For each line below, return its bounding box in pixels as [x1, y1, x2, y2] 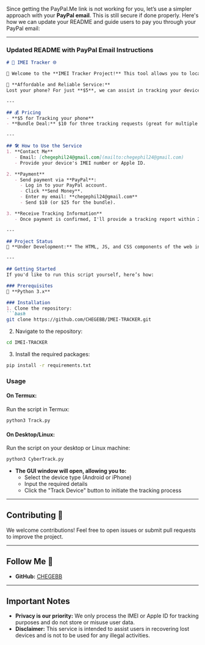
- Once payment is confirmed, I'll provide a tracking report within [14, 216, 195, 222]
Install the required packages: [15, 351, 90, 358]
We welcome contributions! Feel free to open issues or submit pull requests [6, 526, 196, 534]
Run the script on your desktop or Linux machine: [6, 444, 131, 452]
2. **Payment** [6, 171, 45, 177]
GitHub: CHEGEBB [15, 572, 63, 580]
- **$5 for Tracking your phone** [6, 115, 95, 121]
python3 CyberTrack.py [6, 456, 64, 463]
